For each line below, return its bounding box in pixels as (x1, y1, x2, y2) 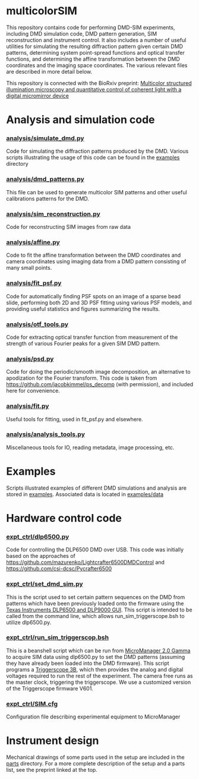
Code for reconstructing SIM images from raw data (6, 223, 131, 231)
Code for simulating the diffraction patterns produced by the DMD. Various (6, 147, 189, 155)
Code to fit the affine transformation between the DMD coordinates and (6, 251, 181, 259)
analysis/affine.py (6, 238, 61, 246)
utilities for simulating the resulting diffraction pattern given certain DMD (6, 43, 183, 50)
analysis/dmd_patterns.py (6, 175, 84, 184)
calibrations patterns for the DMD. (6, 195, 89, 202)
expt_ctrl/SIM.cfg (6, 699, 58, 708)
